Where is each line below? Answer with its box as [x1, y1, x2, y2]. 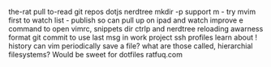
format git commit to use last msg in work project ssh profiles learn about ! [8, 32, 258, 42]
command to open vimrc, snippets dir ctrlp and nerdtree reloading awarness [8, 24, 264, 33]
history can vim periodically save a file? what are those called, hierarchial [8, 41, 253, 51]
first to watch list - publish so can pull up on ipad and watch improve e [8, 15, 243, 25]
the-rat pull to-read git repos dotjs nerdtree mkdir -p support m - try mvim [8, 7, 256, 16]
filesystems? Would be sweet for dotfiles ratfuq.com [8, 50, 183, 59]
